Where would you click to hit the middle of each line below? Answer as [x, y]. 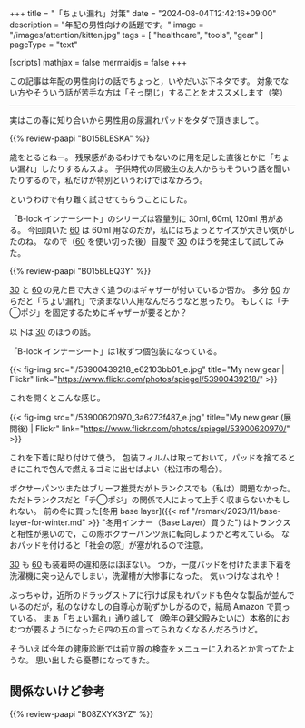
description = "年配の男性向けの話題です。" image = [107, 25]
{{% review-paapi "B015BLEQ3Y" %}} [80, 271]
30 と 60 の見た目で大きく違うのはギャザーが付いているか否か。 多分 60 [145, 290]
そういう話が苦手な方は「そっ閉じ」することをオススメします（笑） [160, 92]
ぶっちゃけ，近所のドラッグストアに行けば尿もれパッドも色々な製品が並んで [152, 595]
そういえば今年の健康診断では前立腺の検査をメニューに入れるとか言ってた [148, 648]
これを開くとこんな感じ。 [57, 398]
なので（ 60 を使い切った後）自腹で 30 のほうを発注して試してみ [163, 241]
